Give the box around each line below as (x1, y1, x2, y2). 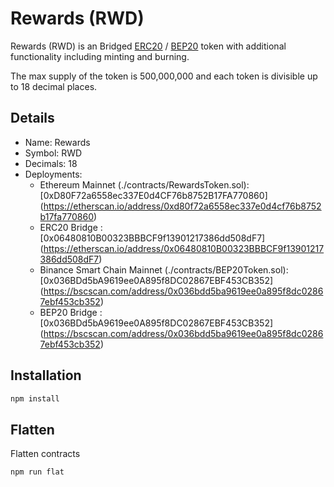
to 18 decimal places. (10, 80, 98, 92)
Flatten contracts (10, 448, 81, 460)
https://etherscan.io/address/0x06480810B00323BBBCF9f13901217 (43, 242, 325, 254)
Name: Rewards (24, 136, 91, 148)
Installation (10, 367, 82, 384)
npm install (10, 393, 60, 404)
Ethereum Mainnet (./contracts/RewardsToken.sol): (39, 178, 250, 191)
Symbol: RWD (24, 147, 83, 159)
